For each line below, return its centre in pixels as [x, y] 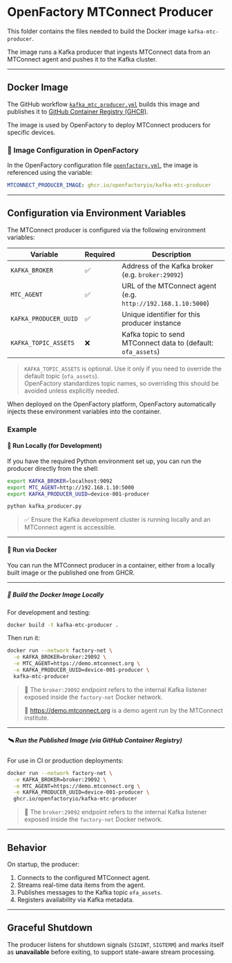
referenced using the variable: [50, 173]
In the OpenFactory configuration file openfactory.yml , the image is [103, 165]
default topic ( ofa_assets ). [61, 376]
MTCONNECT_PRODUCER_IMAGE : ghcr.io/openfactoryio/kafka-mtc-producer [109, 185]
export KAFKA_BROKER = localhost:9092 [60, 481]
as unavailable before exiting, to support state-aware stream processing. [112, 952]
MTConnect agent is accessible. [70, 527]
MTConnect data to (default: [168, 343]
